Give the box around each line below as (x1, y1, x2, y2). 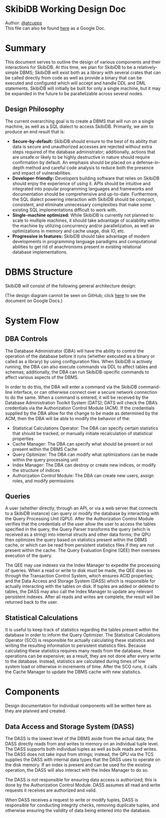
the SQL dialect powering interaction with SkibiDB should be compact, (12, 196, 156, 202)
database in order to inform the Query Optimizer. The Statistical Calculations (5, 632, 161, 638)
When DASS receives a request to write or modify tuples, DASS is (5, 797, 138, 803)
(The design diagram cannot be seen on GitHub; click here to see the (5, 292, 146, 298)
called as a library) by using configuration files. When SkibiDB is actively (5, 358, 152, 364)
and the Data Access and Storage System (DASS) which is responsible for (5, 578, 156, 584)
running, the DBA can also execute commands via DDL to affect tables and (5, 364, 157, 370)
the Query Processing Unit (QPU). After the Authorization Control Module (5, 516, 154, 522)
